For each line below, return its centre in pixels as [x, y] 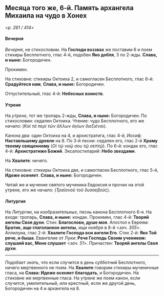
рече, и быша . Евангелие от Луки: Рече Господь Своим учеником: [76, 238]
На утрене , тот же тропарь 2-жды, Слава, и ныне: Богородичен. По [76, 116]
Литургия [15, 201]
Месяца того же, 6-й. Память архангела [69, 8]
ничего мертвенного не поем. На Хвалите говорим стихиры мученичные [82, 268]
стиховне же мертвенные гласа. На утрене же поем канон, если [73, 278]
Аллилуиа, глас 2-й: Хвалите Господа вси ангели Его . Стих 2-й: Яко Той [81, 233]
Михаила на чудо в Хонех [46, 16]
